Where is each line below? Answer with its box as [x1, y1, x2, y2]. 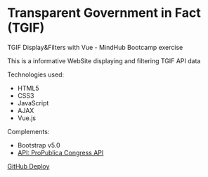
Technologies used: [7, 70, 65, 79]
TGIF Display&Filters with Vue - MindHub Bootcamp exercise [7, 43, 183, 51]
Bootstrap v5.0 [17, 140, 61, 149]
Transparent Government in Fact [7, 5, 202, 21]
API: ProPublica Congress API [17, 148, 104, 157]
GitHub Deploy [7, 162, 50, 170]
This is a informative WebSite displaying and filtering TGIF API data [7, 56, 201, 65]
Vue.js [17, 114, 37, 122]
